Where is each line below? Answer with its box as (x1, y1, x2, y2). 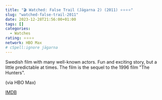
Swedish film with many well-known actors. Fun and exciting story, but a (5, 59, 157, 65)
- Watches (10, 31, 31, 36)
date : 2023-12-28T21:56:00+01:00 (5, 17, 76, 22)
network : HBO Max (5, 40, 42, 45)
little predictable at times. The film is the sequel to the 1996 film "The (5, 64, 150, 70)
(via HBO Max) (5, 79, 36, 85)
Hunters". (5, 69, 25, 76)
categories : (5, 26, 31, 31)
